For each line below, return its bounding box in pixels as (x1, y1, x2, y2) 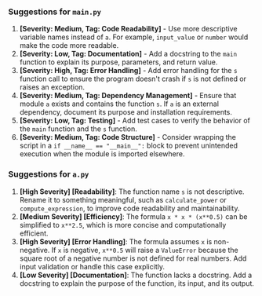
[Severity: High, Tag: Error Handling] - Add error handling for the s (19, 66, 238, 75)
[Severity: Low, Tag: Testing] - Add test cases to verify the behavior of (19, 116, 251, 126)
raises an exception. (19, 82, 85, 92)
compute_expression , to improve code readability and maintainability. (19, 203, 240, 213)
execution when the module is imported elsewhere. (19, 149, 185, 159)
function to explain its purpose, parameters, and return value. (19, 57, 218, 67)
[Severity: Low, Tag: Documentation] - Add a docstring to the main (19, 49, 238, 59)
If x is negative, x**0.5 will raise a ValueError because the (51, 245, 239, 254)
